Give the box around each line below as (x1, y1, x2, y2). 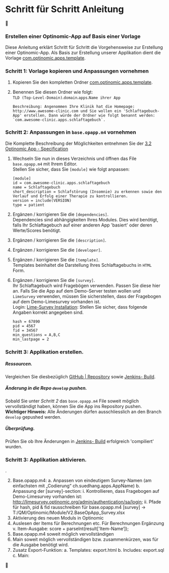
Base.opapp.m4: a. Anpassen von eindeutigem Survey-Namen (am (12, 477, 152, 483)
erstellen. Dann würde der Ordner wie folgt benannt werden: (24, 112, 155, 118)
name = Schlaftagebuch (12, 185, 61, 190)
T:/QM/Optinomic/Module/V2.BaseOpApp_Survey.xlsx (12, 509, 125, 515)
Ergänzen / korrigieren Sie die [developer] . (12, 247, 102, 253)
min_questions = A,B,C (12, 332, 61, 337)
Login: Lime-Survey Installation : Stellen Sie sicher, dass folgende (12, 304, 147, 310)
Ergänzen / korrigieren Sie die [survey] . (12, 277, 95, 283)
